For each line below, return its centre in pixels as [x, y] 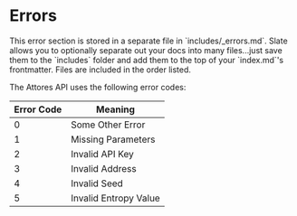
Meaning [116, 109]
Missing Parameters [113, 139]
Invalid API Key [102, 154]
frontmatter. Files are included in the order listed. [101, 70]
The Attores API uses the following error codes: [98, 87]
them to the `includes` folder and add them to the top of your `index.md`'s [146, 60]
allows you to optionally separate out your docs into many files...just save [146, 50]
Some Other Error [108, 125]
